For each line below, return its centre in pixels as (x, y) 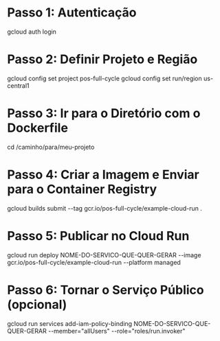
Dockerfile (38, 128)
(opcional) (37, 304)
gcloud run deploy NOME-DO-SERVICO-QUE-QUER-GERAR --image (104, 255)
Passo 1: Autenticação (72, 13)
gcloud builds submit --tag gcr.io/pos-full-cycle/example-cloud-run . (105, 208)
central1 (18, 85)
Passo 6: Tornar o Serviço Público (106, 290)
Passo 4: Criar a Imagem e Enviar (103, 175)
